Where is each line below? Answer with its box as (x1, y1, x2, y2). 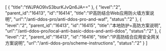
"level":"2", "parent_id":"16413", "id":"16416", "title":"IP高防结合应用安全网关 (5, 34, 160, 40)
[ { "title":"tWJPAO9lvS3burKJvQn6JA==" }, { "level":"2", (5, 4, 121, 10)
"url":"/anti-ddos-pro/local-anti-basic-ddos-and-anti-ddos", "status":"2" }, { (5, 28, 161, 34)
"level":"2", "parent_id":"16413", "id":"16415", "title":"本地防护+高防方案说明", (5, 22, 162, 28)
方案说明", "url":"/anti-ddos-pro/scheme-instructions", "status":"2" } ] (5, 40, 148, 46)
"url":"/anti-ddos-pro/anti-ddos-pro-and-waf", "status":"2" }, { (13, 16, 142, 22)
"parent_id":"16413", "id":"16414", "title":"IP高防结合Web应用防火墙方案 (5, 10, 150, 16)
